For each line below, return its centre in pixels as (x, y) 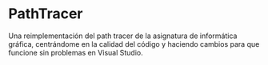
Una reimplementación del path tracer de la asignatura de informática (123, 36)
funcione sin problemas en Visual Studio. (76, 52)
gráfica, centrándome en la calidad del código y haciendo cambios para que (134, 44)
